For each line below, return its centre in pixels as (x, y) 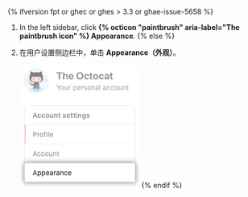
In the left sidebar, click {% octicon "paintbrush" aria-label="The (129, 27)
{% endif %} (162, 185)
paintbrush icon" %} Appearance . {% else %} (97, 36)
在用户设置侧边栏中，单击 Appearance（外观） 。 (99, 52)
